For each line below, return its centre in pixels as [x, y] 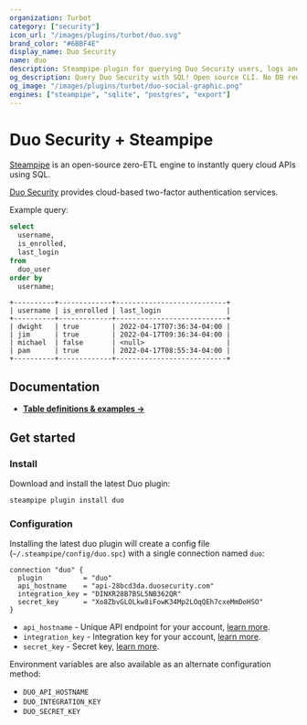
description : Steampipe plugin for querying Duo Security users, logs [147, 69]
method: [25, 674]
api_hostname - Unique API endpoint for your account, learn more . [146, 627]
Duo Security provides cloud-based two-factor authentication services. [144, 192]
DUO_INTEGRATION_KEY [62, 702]
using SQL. [30, 175]
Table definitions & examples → [84, 409]
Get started [42, 437]
